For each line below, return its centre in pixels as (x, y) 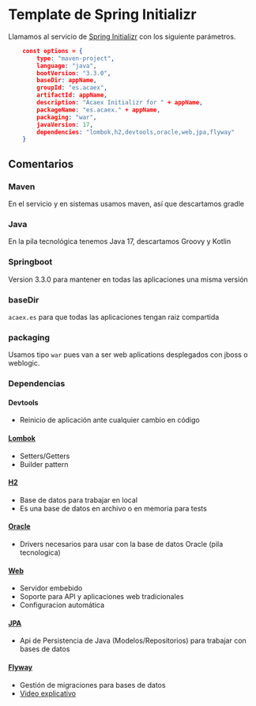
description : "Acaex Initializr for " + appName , (120, 103)
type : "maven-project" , (75, 58)
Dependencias (37, 384)
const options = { (53, 51)
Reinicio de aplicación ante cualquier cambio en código (109, 420)
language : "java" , (67, 66)
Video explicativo (48, 693)
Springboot (30, 262)
